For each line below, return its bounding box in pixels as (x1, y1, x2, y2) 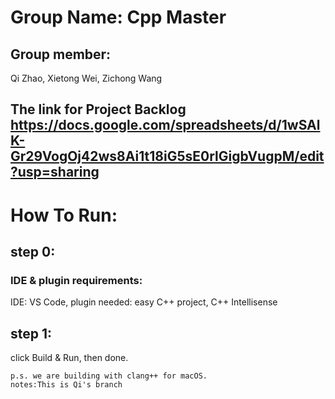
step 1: (10, 325, 53, 342)
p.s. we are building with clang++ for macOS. (10, 371, 208, 381)
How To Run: (10, 204, 118, 226)
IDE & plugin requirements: (10, 273, 143, 287)
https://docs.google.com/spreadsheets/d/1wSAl (10, 117, 321, 134)
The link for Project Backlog (10, 101, 187, 118)
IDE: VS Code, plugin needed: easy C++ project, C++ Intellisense (10, 296, 278, 308)
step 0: (10, 243, 56, 260)
